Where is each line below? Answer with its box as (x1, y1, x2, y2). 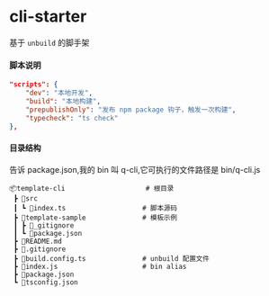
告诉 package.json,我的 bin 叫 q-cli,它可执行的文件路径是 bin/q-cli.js (9, 164, 261, 175)
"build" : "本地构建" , (25, 96, 102, 105)
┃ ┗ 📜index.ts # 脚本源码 (13, 203, 178, 212)
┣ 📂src (13, 193, 39, 203)
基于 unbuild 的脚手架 (9, 37, 90, 48)
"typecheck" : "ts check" (25, 113, 119, 122)
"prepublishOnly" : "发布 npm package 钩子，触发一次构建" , (25, 105, 237, 114)
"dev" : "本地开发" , (25, 88, 93, 98)
